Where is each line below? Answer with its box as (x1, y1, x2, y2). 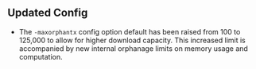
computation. (18, 52, 63, 61)
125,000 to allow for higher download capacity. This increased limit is (18, 35, 246, 45)
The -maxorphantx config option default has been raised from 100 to (18, 27, 241, 36)
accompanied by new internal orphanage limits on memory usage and (18, 43, 248, 53)
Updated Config (7, 6, 88, 20)
